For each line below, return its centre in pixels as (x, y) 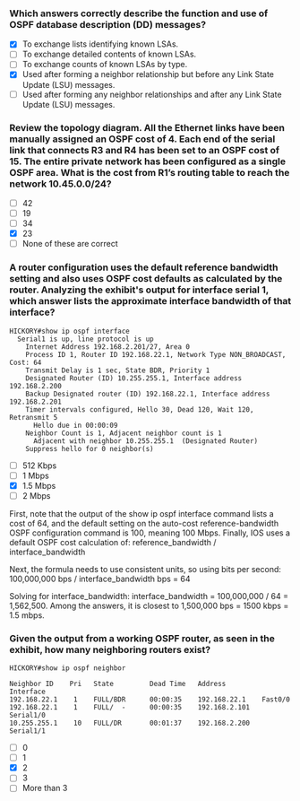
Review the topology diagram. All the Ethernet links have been (147, 127)
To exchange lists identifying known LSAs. (100, 44)
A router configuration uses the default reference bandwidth (144, 267)
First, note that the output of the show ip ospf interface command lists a (141, 513)
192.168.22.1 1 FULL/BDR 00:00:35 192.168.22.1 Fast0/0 (150, 700)
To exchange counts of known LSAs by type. (105, 65)
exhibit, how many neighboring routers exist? (110, 649)
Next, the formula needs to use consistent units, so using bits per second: (146, 569)
